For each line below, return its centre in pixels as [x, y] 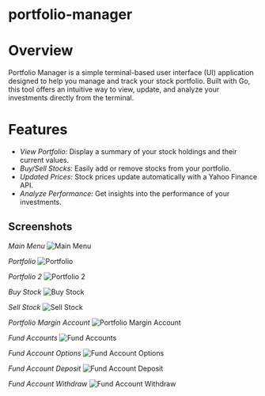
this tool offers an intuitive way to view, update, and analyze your [114, 89]
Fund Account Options [45, 353]
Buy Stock [25, 292]
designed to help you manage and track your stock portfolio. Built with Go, [129, 81]
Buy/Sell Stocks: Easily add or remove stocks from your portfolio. [125, 168]
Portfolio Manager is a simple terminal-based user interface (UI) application [131, 73]
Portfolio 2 [25, 276]
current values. [44, 160]
